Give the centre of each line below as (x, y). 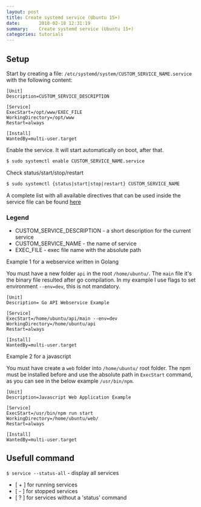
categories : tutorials (35, 35)
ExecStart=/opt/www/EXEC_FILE (44, 112)
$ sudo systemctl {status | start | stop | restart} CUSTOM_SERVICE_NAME (93, 184)
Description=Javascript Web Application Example (69, 397)
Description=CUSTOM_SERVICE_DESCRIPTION (58, 96)
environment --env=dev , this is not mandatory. (63, 286)
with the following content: (39, 80)
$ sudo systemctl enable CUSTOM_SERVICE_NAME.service (76, 161)
